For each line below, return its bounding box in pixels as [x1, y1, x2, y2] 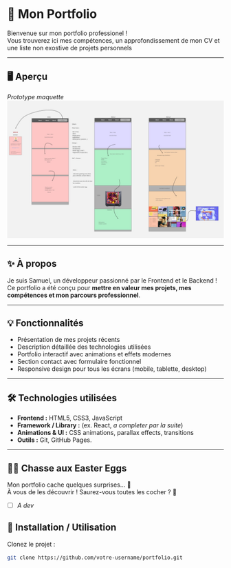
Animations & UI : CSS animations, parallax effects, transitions [16, 429, 194, 437]
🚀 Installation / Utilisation [7, 522, 117, 534]
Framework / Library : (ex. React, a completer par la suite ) [16, 421, 184, 429]
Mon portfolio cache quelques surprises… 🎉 [7, 480, 132, 489]
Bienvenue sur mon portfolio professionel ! [7, 29, 128, 37]
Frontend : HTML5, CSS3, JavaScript [16, 414, 122, 423]
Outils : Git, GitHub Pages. [16, 436, 92, 444]
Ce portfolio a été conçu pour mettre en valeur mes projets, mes [7, 283, 192, 292]
